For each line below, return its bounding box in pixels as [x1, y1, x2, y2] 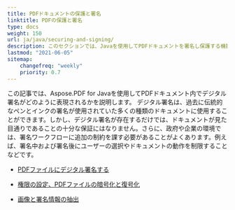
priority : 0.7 [20, 69, 61, 76]
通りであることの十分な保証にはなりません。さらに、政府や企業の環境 [13, 124, 215, 132]
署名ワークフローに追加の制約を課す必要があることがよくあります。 [19, 132, 215, 141]
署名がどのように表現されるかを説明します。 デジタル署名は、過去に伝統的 [7, 97, 223, 106]
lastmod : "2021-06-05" [7, 50, 73, 57]
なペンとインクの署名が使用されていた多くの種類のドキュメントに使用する [7, 106, 222, 115]
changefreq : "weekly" [20, 62, 83, 69]
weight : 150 [7, 29, 42, 37]
